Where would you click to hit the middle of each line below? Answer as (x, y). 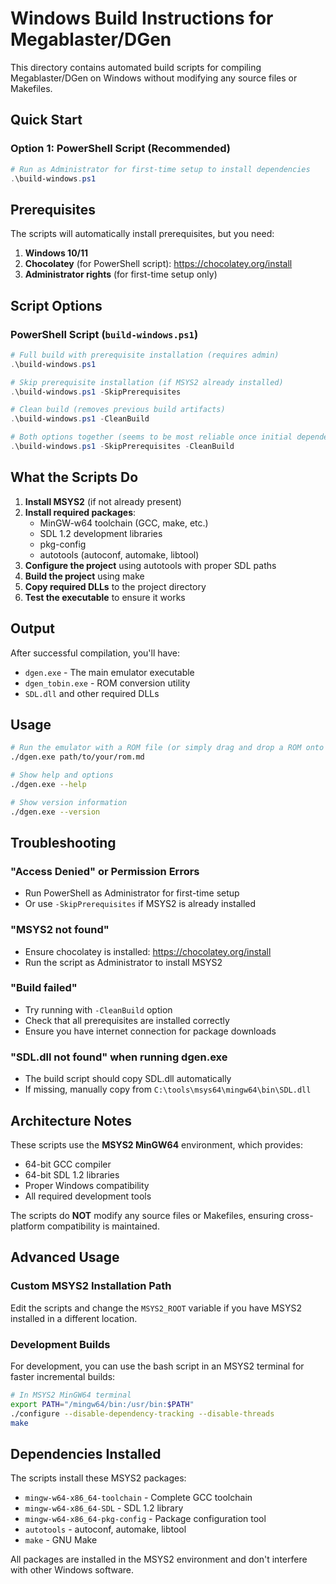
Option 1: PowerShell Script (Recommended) (120, 149)
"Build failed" (44, 988)
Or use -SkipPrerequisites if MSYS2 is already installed (140, 904)
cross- (300, 1215)
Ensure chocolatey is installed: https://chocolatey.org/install (148, 951)
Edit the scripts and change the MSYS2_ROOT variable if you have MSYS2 (156, 1308)
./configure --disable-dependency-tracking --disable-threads (142, 1413)
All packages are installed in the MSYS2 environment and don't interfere (159, 1559)
